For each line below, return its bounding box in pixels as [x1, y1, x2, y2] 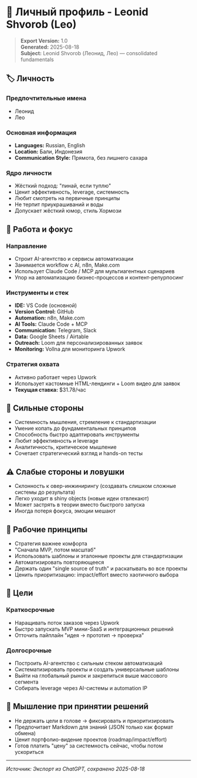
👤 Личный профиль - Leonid [6, 5, 148, 19]
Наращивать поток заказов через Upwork [14, 619, 120, 626]
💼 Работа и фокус [6, 224, 73, 234]
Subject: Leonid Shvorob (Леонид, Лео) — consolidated [20, 49, 158, 56]
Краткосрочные [6, 606, 55, 614]
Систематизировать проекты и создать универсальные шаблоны [14, 666, 179, 673]
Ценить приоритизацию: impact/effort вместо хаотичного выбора [14, 571, 179, 578]
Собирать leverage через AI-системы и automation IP [14, 684, 148, 692]
